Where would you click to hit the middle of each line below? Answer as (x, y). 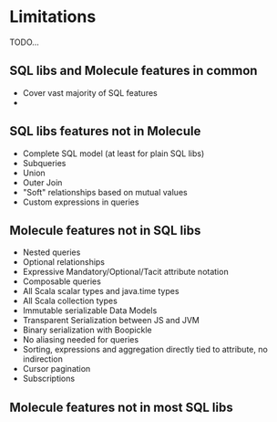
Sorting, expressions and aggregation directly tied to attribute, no (145, 350)
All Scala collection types (70, 301)
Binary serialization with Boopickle (87, 330)
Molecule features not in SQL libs (105, 230)
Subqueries (44, 163)
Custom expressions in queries (81, 202)
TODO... (24, 42)
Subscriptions (49, 379)
